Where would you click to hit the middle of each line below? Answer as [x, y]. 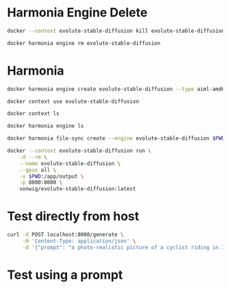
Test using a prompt [65, 275]
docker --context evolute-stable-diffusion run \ [79, 151]
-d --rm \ [34, 157]
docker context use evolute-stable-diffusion [73, 101]
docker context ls [33, 114]
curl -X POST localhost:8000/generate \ [66, 235]
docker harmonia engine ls [46, 126]
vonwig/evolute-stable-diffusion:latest [78, 189]
